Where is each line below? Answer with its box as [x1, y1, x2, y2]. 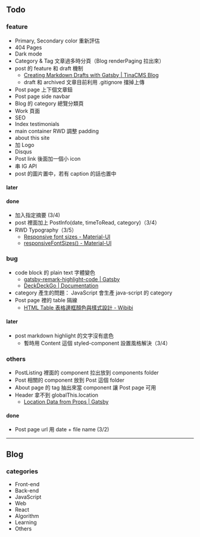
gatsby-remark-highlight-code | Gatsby [23, 275, 120, 283]
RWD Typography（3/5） [14, 226, 77, 234]
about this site [14, 134, 50, 141]
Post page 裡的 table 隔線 [14, 296, 77, 303]
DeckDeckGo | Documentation [23, 282, 99, 289]
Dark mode [14, 50, 43, 57]
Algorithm [14, 513, 39, 520]
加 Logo [14, 141, 35, 148]
